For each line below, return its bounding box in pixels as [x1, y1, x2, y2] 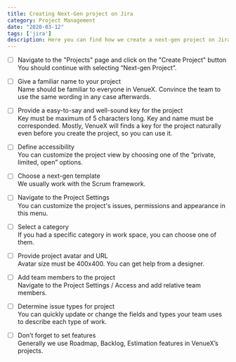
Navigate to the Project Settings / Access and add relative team [17, 280, 202, 289]
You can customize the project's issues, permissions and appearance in [17, 201, 226, 209]
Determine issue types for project [17, 302, 115, 310]
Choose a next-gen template [17, 172, 100, 180]
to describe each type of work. [17, 317, 107, 325]
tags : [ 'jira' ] [7, 30, 52, 37]
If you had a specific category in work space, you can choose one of [17, 230, 216, 239]
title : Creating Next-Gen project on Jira [7, 10, 133, 18]
